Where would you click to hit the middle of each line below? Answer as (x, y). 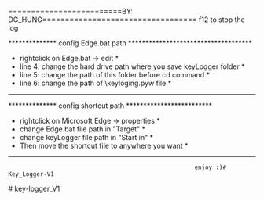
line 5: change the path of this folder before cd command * (115, 75)
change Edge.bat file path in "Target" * (82, 129)
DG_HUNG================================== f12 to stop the (126, 20)
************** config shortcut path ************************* (110, 106)
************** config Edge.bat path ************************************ (130, 43)
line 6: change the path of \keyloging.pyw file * (95, 83)
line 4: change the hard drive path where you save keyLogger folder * (132, 66)
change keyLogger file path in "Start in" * (86, 137)
